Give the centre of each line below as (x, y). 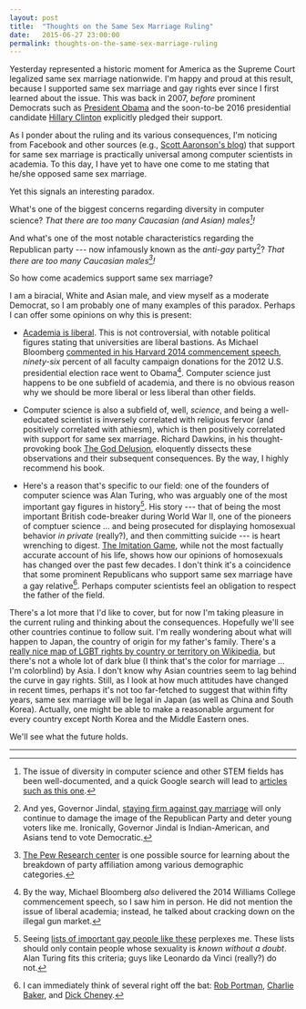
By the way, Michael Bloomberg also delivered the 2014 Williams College (159, 892)
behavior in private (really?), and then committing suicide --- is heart (151, 535)
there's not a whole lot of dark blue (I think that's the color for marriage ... (147, 661)
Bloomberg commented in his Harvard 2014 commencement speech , (152, 352)
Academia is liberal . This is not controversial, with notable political (146, 332)
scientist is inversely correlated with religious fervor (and (167, 419)
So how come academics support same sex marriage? (112, 278)
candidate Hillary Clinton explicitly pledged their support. (116, 117)
